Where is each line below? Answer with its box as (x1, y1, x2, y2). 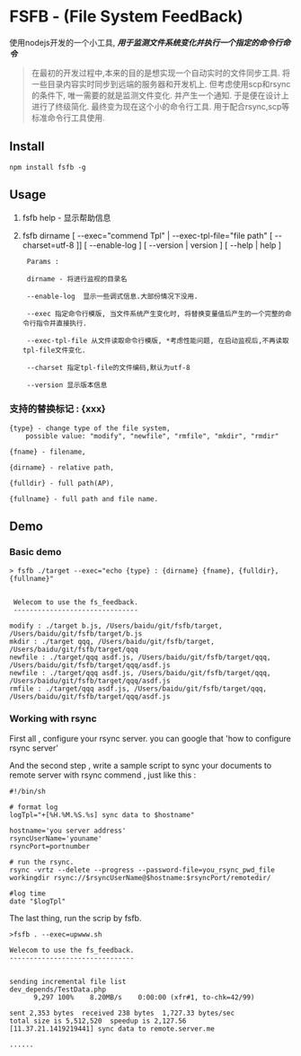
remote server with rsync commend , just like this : (9, 770, 197, 780)
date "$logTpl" (9, 896, 66, 906)
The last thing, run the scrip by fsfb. (9, 912, 142, 923)
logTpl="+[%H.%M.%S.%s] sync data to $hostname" (9, 810, 195, 819)
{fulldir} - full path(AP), (9, 479, 115, 488)
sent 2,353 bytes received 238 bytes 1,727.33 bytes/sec (9, 1008, 235, 1017)
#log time (9, 889, 47, 898)
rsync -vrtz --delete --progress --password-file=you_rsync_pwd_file (9, 865, 276, 875)
